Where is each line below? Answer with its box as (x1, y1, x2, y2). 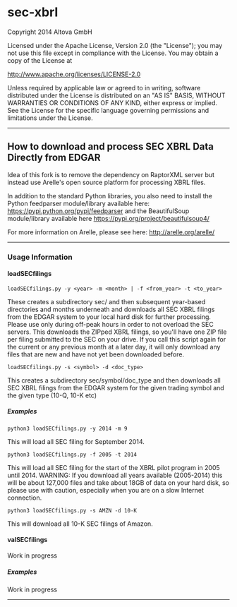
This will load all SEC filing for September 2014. (7, 437, 145, 445)
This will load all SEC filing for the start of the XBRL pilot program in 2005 (7, 463, 220, 471)
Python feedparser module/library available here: (7, 199, 150, 208)
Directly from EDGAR (7, 152, 101, 164)
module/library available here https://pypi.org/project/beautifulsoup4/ (7, 214, 209, 222)
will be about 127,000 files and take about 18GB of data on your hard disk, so (7, 478, 229, 487)
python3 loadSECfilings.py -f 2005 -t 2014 (7, 451, 138, 458)
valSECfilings (7, 536, 48, 544)
